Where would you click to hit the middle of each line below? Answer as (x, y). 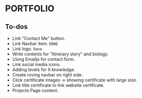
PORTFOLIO (30, 9)
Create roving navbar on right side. (47, 75)
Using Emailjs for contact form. (43, 59)
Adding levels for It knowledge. (43, 70)
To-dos (16, 27)
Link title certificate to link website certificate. (58, 85)
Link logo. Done (27, 49)
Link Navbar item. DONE (35, 44)
